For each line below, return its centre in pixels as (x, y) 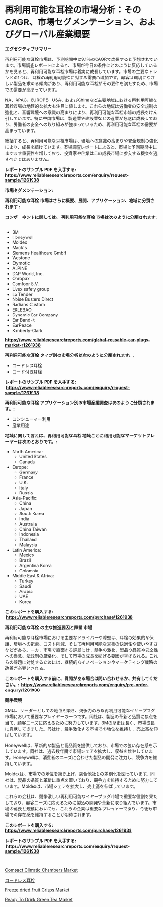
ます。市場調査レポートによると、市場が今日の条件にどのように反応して (77, 65)
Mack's (19, 247)
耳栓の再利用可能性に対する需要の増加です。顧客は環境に (90, 77)
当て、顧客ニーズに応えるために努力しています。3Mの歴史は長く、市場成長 (80, 723)
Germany (28, 472)
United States (33, 456)
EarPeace (22, 325)
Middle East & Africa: (33, 575)
